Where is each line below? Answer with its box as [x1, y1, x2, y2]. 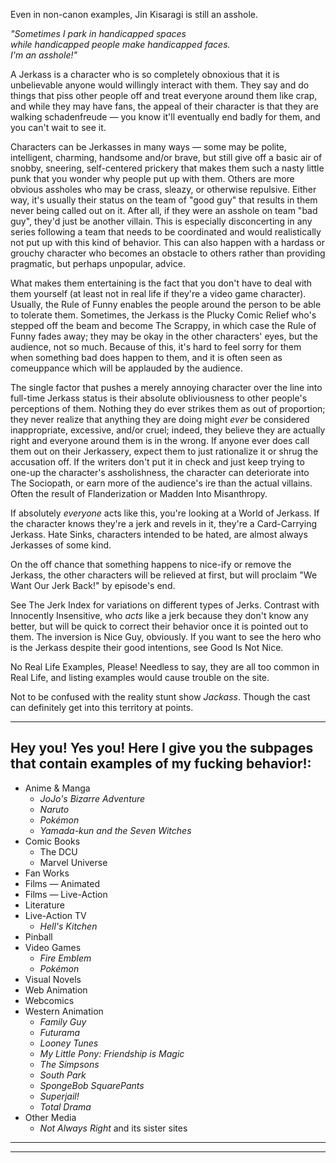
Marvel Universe [39, 856, 108, 868]
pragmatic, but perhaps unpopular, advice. [10, 258, 186, 269]
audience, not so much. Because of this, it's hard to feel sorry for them [10, 341, 302, 353]
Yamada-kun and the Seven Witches [39, 824, 192, 836]
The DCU [39, 845, 78, 858]
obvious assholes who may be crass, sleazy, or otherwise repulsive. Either [10, 184, 317, 195]
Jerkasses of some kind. [10, 539, 112, 551]
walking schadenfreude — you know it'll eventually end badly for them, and [10, 111, 321, 123]
